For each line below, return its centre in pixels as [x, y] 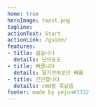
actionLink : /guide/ [37, 40]
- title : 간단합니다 [34, 79]
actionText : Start [34, 33]
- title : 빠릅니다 [31, 66]
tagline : [20, 27]
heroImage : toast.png [39, 20]
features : [22, 46]
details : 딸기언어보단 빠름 [49, 73]
